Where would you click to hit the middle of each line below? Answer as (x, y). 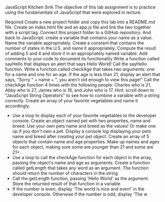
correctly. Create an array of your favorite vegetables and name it (71, 101)
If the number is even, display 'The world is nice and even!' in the (78, 189)
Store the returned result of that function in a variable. (67, 184)
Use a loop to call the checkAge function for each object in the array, (82, 157)
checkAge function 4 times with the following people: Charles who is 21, (78, 85)
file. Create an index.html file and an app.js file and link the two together (78, 27)
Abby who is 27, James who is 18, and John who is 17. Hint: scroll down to (80, 90)
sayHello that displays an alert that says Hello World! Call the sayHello (76, 64)
